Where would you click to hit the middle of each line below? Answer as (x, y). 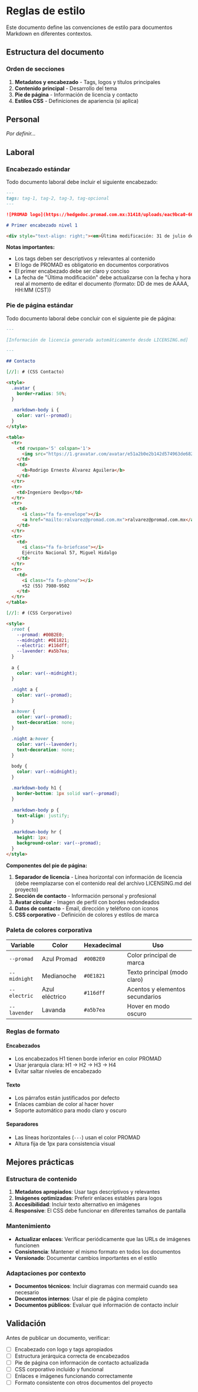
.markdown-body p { (35, 810)
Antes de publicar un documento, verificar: (58, 1338)
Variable (23, 945)
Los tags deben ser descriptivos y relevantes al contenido (85, 259)
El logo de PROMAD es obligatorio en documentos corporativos (92, 265)
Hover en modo (148, 1006)
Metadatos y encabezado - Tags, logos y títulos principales (88, 82)
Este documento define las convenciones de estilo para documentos (89, 27)
